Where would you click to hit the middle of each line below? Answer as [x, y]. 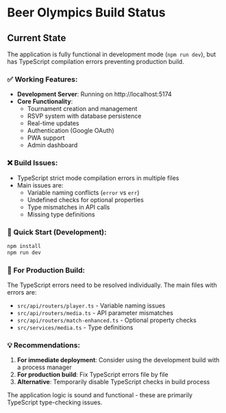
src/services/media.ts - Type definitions [75, 327]
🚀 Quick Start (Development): [57, 232]
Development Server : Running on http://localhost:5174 [95, 95]
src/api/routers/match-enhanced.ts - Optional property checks [106, 320]
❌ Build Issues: [33, 163]
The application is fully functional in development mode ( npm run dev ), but [112, 54]
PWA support [46, 138]
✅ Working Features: [42, 79]
